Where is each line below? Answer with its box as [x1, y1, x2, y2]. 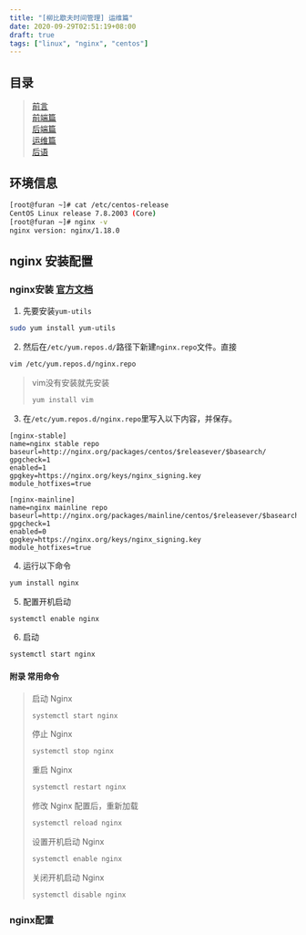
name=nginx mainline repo [9, 503, 107, 512]
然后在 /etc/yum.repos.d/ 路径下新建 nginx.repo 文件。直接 [22, 341, 238, 352]
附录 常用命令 [9, 670, 60, 681]
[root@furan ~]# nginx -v [9, 217, 107, 226]
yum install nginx [9, 578, 79, 587]
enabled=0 [9, 526, 47, 536]
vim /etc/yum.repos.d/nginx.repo [9, 359, 137, 369]
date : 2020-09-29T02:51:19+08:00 [9, 22, 137, 31]
